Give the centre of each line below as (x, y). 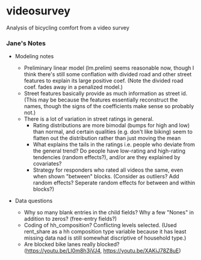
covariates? (47, 164)
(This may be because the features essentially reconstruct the (101, 100)
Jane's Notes (26, 43)
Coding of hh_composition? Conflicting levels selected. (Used (100, 225)
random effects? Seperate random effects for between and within (114, 183)
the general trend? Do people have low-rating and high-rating (109, 151)
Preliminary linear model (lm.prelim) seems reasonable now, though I (109, 68)
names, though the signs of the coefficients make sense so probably (109, 106)
